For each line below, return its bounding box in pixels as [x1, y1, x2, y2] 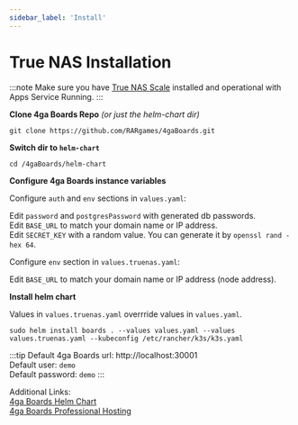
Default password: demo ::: [9, 368, 105, 379]
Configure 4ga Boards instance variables [9, 175, 167, 185]
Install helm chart [9, 291, 77, 302]
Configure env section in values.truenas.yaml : [9, 256, 180, 267]
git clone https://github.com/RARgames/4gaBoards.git [9, 126, 216, 135]
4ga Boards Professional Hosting [9, 405, 132, 416]
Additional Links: [9, 386, 71, 397]
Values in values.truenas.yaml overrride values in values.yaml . [9, 308, 243, 320]
